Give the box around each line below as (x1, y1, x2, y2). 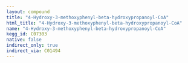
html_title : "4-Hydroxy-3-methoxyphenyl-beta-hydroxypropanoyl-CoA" (6, 20, 183, 26)
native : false (6, 37, 42, 43)
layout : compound (6, 8, 50, 15)
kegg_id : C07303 (6, 31, 47, 37)
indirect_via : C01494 (6, 48, 61, 54)
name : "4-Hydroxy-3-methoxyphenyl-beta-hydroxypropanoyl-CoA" (6, 25, 166, 32)
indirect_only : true (6, 43, 59, 49)
